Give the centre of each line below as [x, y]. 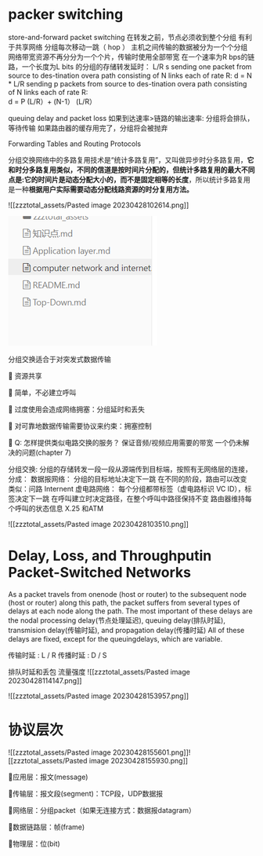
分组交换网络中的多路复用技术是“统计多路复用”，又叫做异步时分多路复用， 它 [131, 159]
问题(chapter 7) [47, 452]
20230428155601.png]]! [151, 752]
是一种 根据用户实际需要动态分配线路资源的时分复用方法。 [101, 189]
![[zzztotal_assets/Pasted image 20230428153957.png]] [99, 696]
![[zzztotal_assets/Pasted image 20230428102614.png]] [99, 205]
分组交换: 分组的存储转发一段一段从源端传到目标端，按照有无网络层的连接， [130, 469]
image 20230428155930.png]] [139, 760]
